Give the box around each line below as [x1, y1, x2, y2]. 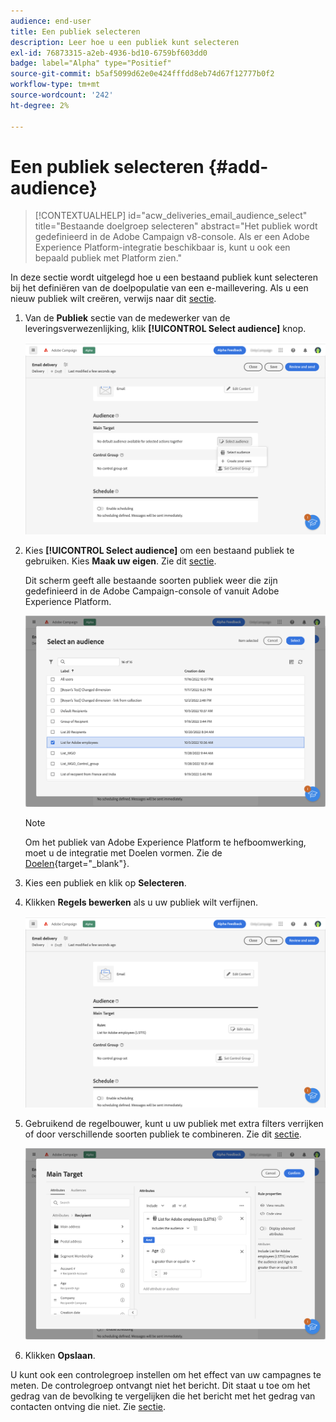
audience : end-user [10, 16, 92, 26]
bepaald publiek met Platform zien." [34, 252, 183, 264]
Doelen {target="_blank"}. [24, 857, 130, 869]
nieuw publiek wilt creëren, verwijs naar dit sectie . [10, 293, 217, 305]
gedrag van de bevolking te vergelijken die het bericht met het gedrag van [10, 1390, 316, 1402]
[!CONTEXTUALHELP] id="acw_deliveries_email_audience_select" [34, 210, 308, 222]
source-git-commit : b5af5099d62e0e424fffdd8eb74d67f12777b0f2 [10, 69, 275, 79]
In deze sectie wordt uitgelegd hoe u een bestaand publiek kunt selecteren [10, 271, 318, 284]
